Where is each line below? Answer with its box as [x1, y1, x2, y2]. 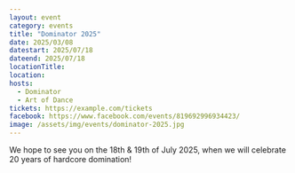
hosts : [9, 79, 34, 88]
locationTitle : [9, 63, 66, 72]
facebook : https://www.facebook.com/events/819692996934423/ [9, 112, 241, 121]
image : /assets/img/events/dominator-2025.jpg [9, 121, 185, 130]
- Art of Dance [17, 95, 74, 105]
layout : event [9, 12, 62, 22]
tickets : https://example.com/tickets [9, 104, 153, 113]
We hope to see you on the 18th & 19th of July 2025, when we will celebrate [9, 145, 287, 155]
